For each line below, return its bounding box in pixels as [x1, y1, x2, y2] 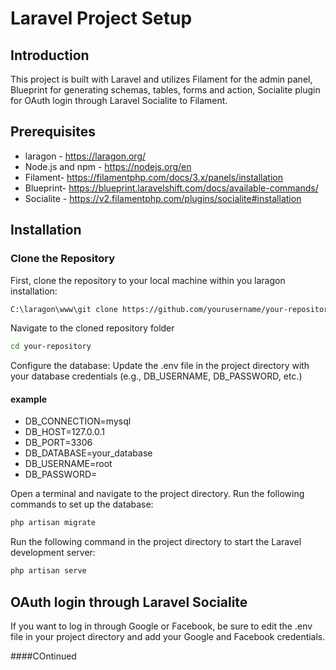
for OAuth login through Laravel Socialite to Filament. [10, 95, 228, 106]
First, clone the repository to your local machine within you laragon [10, 274, 286, 286]
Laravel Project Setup [10, 7, 193, 30]
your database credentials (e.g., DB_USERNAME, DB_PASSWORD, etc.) [10, 370, 303, 382]
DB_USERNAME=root [24, 458, 113, 470]
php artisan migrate [10, 518, 97, 528]
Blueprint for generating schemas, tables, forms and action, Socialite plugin [10, 84, 321, 96]
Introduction [10, 47, 90, 64]
